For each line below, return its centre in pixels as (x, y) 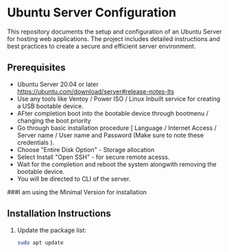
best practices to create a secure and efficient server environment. (101, 46)
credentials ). (36, 142)
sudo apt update (40, 242)
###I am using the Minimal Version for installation (77, 192)
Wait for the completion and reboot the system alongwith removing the (117, 164)
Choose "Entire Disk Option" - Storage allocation (86, 149)
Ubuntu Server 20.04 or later (58, 84)
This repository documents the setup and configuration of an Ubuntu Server (114, 32)
